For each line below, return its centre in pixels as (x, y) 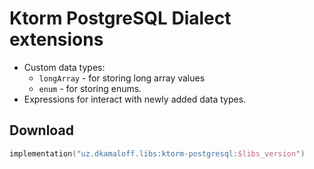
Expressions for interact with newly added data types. (135, 99)
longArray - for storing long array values (122, 78)
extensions (56, 39)
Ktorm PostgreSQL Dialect (120, 18)
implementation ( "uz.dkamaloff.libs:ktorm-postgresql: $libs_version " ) (157, 153)
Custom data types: (64, 67)
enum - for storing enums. (90, 88)
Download (41, 130)
